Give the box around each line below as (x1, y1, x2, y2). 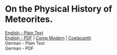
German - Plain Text (5, 40, 45, 46)
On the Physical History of (5, 3, 113, 15)
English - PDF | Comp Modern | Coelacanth (5, 35, 91, 41)
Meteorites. (5, 14, 53, 25)
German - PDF (5, 45, 34, 51)
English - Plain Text (5, 30, 44, 36)
